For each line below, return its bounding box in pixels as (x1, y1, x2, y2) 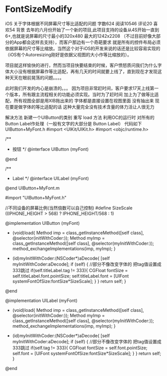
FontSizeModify (5, 3, 73, 15)
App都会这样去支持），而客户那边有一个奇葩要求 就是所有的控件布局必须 (13, 39, 161, 45)
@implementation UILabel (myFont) (5, 297, 78, 303)
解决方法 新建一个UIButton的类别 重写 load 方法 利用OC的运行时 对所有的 (5, 114, 155, 120)
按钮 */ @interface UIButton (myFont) (12, 146, 89, 152)
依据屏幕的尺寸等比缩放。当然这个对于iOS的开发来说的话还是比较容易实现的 (5, 45, 161, 51)
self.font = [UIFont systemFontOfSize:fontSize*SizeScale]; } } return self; (12, 350, 162, 356)
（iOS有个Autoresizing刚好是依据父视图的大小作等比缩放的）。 (5, 51, 132, 58)
